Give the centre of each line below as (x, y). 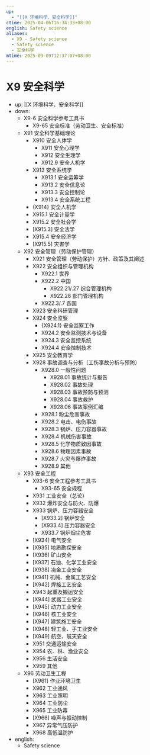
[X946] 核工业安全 (55, 614)
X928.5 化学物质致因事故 (71, 444)
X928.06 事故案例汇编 (77, 407)
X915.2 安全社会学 (54, 221)
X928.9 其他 (56, 466)
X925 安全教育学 (53, 355)
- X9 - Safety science (39, 39)
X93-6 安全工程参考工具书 (64, 481)
